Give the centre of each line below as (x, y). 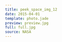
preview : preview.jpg (27, 23)
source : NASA (18, 32)
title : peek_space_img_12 (31, 9)
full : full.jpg (20, 28)
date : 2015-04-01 (23, 14)
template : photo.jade (27, 18)
